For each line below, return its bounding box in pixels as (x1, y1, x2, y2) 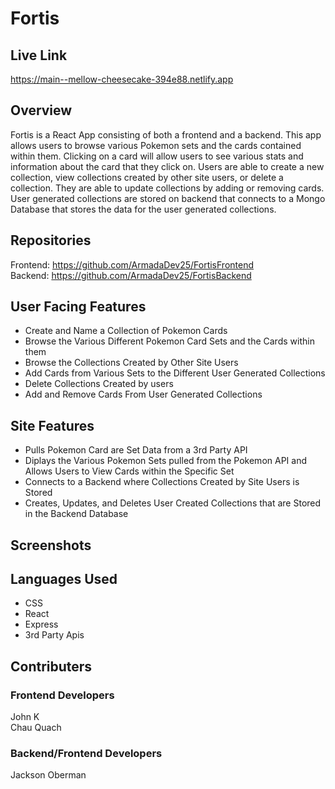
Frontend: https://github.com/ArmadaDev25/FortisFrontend (10, 258, 255, 271)
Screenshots (10, 537, 92, 554)
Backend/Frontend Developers (10, 747, 163, 761)
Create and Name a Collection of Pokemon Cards (24, 325, 228, 337)
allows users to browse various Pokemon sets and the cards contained (10, 139, 302, 151)
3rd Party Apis (24, 629, 85, 641)
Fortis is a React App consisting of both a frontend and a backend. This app (10, 128, 322, 141)
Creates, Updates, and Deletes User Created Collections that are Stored (24, 497, 322, 509)
